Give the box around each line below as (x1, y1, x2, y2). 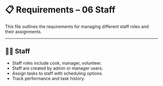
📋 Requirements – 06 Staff (5, 4, 115, 15)
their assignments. (5, 29, 42, 34)
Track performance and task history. (12, 75, 85, 81)
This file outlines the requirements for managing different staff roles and (5, 23, 149, 29)
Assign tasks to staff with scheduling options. (12, 70, 103, 76)
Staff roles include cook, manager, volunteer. (12, 60, 102, 66)
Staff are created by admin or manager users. (12, 65, 103, 71)
